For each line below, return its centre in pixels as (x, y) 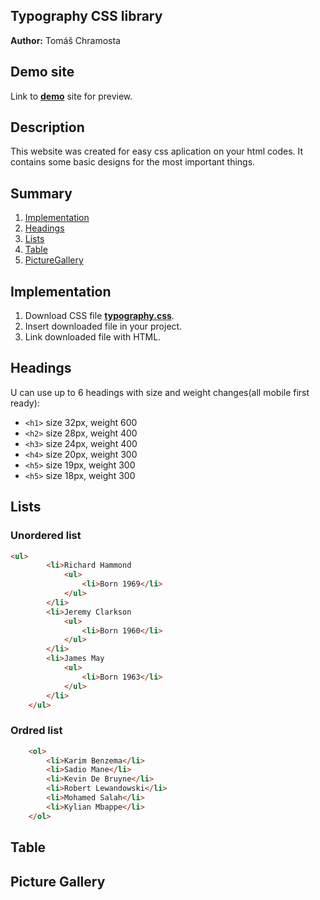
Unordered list (46, 536)
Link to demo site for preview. (71, 96)
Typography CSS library (86, 16)
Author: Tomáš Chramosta (65, 40)
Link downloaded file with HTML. (93, 337)
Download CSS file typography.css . (99, 316)
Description (47, 127)
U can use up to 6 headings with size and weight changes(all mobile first (160, 392)
